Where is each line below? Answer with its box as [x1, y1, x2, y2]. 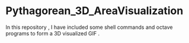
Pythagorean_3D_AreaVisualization [5, 4, 184, 18]
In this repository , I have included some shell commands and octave [5, 24, 173, 31]
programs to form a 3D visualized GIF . [5, 29, 100, 37]
